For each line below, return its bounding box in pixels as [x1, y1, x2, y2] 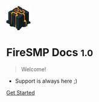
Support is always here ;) [14, 77, 77, 84]
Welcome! [21, 65, 46, 72]
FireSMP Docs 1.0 [6, 46, 94, 60]
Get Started [6, 89, 35, 96]
